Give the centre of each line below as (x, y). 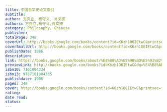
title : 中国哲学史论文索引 (30, 10)
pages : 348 (16, 83)
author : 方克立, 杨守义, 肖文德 (35, 19)
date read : (16, 97)
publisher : (16, 33)
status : (13, 102)
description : (19, 56)
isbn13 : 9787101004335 (29, 74)
